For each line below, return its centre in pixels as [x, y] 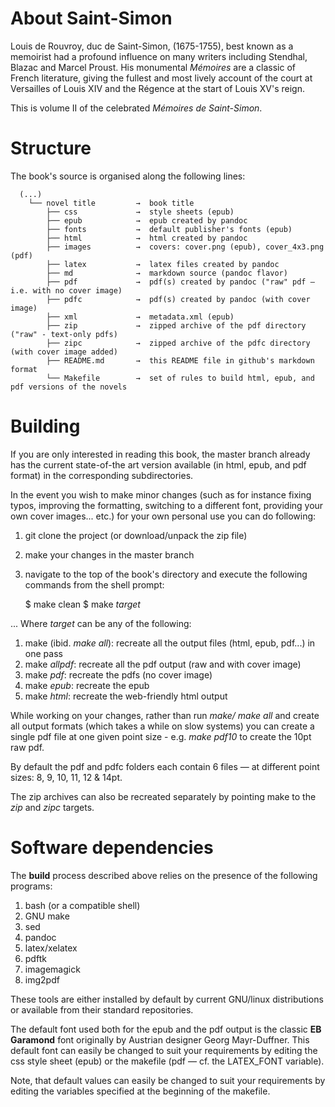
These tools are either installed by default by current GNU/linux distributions [167, 999]
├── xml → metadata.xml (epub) [140, 317]
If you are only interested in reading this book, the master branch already [160, 454]
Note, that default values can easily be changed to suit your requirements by [168, 1080]
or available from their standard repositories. [102, 1009]
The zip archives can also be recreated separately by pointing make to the [163, 796]
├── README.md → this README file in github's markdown [180, 360]
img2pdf [42, 979]
